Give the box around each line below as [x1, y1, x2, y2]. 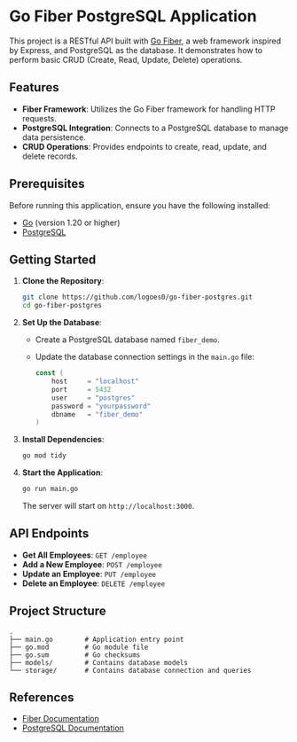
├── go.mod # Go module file [9, 643, 149, 652]
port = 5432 [51, 385, 112, 394]
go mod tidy [21, 451, 66, 460]
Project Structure [9, 604, 106, 619]
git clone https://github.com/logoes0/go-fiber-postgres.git [21, 293, 254, 302]
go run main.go [21, 485, 79, 494]
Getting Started [9, 252, 97, 267]
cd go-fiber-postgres [21, 301, 102, 310]
